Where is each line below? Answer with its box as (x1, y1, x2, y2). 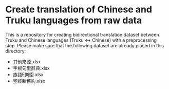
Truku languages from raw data (5, 14, 142, 26)
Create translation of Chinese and (5, 4, 153, 15)
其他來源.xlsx (12, 58, 41, 65)
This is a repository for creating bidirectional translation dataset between (5, 31, 159, 38)
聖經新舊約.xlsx (12, 78, 45, 84)
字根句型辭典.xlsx (12, 65, 50, 71)
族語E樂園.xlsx (12, 71, 44, 78)
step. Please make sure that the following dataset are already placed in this (5, 42, 164, 48)
